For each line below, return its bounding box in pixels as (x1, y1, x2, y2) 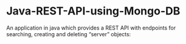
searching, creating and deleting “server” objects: (6, 30, 131, 37)
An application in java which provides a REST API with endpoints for (6, 24, 176, 31)
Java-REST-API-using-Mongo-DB (6, 4, 181, 18)
